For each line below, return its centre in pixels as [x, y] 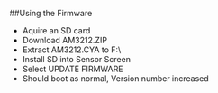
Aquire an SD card [56, 30]
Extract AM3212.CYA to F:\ [72, 50]
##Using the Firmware [51, 13]
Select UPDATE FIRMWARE [73, 69]
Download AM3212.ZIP [65, 40]
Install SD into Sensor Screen [76, 59]
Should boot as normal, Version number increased [115, 79]
